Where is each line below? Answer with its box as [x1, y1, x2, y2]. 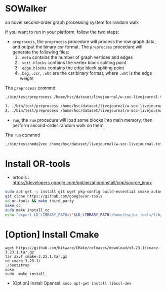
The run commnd [5, 132, 41, 138]
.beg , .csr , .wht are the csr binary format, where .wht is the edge [19, 70, 152, 76]
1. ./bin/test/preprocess [5, 103, 58, 108]
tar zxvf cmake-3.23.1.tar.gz [5, 254, 68, 259]
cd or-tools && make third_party [5, 198, 74, 203]
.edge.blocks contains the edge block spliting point [19, 65, 124, 71]
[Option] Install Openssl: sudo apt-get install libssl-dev [12, 280, 132, 286]
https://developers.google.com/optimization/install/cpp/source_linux [12, 180, 152, 186]
